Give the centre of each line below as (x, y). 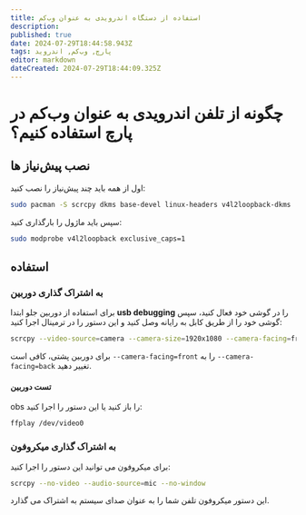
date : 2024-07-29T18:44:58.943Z (71, 43)
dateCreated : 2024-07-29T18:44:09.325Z (86, 69)
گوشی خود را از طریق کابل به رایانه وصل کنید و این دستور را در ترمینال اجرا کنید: (146, 322)
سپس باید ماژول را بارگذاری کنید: (66, 222)
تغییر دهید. (74, 366)
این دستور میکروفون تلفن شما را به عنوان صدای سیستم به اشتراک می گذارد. (140, 500)
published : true (41, 35)
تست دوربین (31, 386)
